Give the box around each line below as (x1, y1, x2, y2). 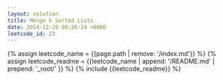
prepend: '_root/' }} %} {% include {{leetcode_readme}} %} (7, 64, 181, 73)
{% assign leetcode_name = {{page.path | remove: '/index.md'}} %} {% (7, 50, 217, 58)
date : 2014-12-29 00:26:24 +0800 (7, 23, 107, 30)
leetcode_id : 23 (7, 30, 55, 38)
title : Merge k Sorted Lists (7, 17, 94, 24)
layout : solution (7, 10, 59, 18)
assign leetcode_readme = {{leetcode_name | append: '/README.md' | (7, 57, 215, 66)
